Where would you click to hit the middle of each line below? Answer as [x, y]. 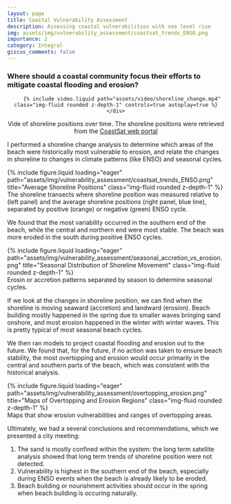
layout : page [26, 13]
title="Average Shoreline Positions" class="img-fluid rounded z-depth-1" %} [115, 188]
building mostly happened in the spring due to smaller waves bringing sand [114, 315]
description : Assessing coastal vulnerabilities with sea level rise [109, 26]
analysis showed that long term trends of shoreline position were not [114, 456]
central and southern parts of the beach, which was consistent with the [109, 365]
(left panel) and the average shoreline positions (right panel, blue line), [107, 202]
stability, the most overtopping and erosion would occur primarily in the [109, 358]
